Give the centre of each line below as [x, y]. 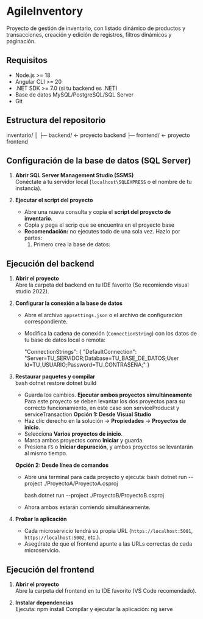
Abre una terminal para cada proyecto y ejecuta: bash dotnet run [105, 477]
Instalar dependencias [44, 603]
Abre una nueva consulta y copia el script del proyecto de [98, 212]
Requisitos [27, 60]
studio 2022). [32, 291]
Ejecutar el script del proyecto [54, 200]
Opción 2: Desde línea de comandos [62, 465]
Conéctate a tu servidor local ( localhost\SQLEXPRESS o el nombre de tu [103, 182]
